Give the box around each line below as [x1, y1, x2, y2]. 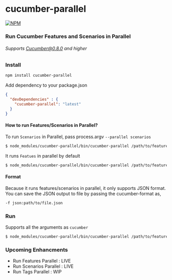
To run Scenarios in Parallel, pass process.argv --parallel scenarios [5, 134, 152, 140]
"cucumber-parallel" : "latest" [14, 102, 81, 107]
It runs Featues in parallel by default [5, 153, 80, 159]
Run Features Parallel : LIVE [12, 258, 71, 264]
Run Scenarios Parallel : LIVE [12, 263, 74, 269]
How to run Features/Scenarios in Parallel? [5, 122, 98, 128]
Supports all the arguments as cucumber [5, 224, 89, 230]
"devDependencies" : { [10, 97, 58, 102]
